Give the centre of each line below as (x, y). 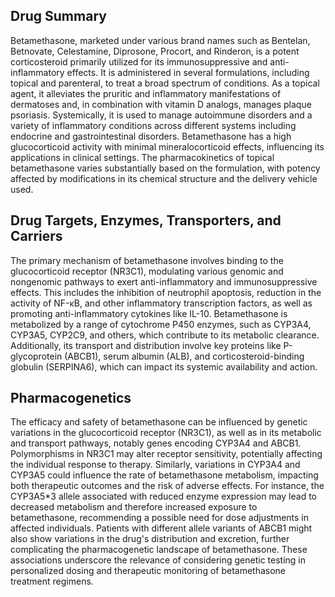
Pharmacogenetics (71, 398)
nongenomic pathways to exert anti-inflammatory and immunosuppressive (164, 281)
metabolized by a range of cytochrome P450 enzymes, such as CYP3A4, (161, 324)
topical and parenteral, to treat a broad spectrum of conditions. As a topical (165, 83)
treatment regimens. (52, 581)
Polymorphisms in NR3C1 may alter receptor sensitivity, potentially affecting (166, 454)
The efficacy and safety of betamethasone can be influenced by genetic (159, 422)
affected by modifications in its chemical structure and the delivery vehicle (164, 178)
